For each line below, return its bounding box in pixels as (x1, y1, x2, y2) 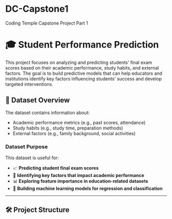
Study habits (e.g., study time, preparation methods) (12, 125, 123, 131)
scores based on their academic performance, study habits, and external (5, 64, 159, 71)
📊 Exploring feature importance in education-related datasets (12, 178, 148, 184)
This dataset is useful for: (5, 155, 59, 161)
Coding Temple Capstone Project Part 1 (5, 20, 89, 26)
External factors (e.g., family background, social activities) (12, 130, 136, 136)
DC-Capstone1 (5, 3, 69, 15)
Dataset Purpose (5, 143, 48, 150)
